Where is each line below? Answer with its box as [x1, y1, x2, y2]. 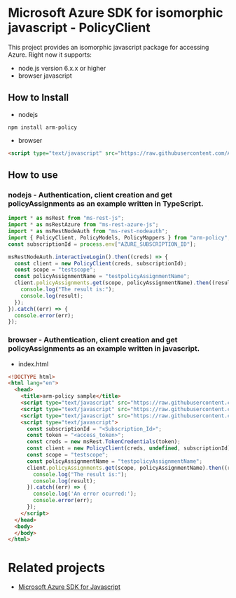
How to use [8, 169, 58, 181]
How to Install [8, 92, 69, 104]
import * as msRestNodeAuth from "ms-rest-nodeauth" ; [8, 228, 169, 235]
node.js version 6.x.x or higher [18, 64, 106, 72]
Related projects [8, 559, 106, 576]
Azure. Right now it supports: [8, 50, 92, 59]
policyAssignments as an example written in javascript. [8, 344, 200, 354]
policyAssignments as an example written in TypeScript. [8, 198, 204, 208]
